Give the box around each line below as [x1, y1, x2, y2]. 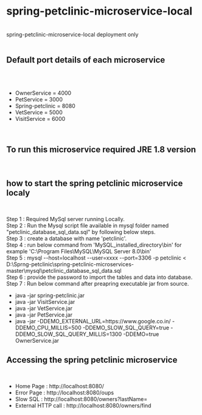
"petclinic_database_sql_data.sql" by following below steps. [6, 228, 156, 236]
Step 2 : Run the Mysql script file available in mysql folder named [6, 222, 169, 229]
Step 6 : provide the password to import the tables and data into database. [6, 273, 193, 281]
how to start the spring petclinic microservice [6, 178, 183, 188]
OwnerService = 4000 [15, 89, 72, 97]
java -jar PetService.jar [15, 311, 73, 318]
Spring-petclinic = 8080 [15, 102, 76, 109]
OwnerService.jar [15, 337, 60, 345]
